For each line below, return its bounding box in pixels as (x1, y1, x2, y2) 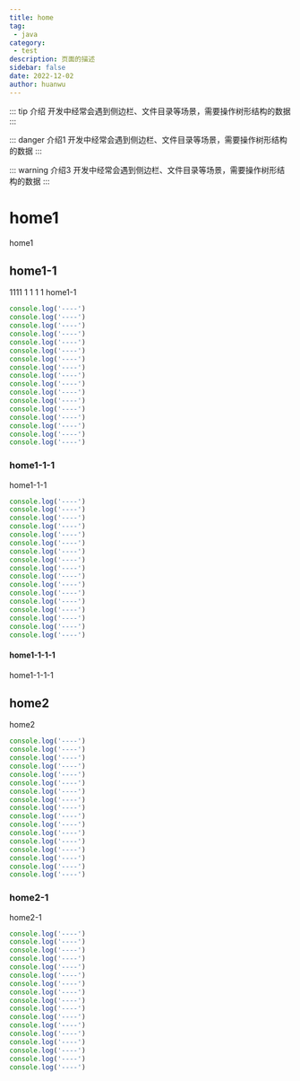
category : (9, 38, 47, 48)
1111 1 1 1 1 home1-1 (9, 287, 77, 298)
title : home (9, 13, 54, 22)
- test (13, 47, 39, 56)
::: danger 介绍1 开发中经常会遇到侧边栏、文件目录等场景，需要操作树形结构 (9, 134, 288, 144)
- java (13, 30, 39, 39)
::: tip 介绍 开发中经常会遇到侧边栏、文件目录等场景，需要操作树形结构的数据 (9, 105, 291, 117)
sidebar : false (9, 64, 66, 73)
